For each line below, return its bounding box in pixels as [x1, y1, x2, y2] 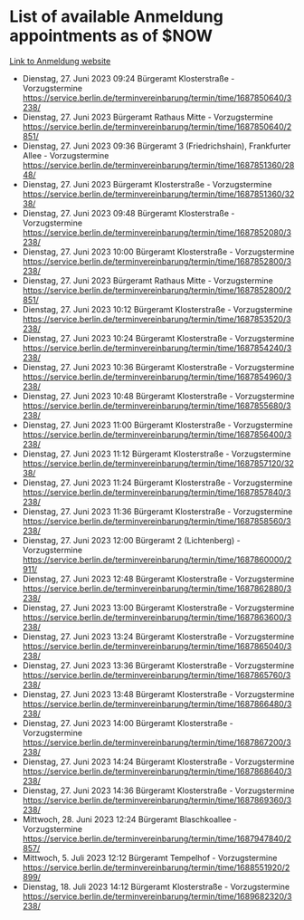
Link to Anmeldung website [9, 55, 111, 66]
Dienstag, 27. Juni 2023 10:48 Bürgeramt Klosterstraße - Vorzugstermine [22, 390, 296, 401]
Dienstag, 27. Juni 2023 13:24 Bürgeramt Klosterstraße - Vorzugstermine [22, 631, 295, 642]
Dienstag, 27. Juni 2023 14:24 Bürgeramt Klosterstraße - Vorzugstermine [22, 756, 295, 767]
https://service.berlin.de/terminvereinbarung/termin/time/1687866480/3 [22, 698, 292, 709]
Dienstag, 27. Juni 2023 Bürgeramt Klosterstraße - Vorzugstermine [22, 178, 272, 189]
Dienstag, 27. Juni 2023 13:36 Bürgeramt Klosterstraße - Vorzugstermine [22, 659, 295, 671]
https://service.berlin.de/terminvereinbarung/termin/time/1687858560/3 [22, 515, 291, 526]
